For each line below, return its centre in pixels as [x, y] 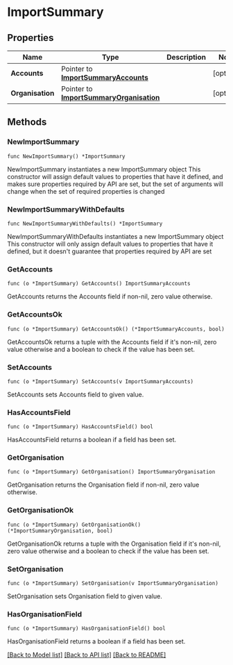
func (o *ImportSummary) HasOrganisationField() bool [87, 629]
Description [186, 57]
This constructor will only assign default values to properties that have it [110, 244]
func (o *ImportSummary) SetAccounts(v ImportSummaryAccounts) [101, 381]
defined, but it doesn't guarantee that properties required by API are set [110, 251]
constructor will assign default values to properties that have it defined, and [115, 176]
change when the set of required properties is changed [86, 191]
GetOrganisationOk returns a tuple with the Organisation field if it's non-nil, [114, 544]
